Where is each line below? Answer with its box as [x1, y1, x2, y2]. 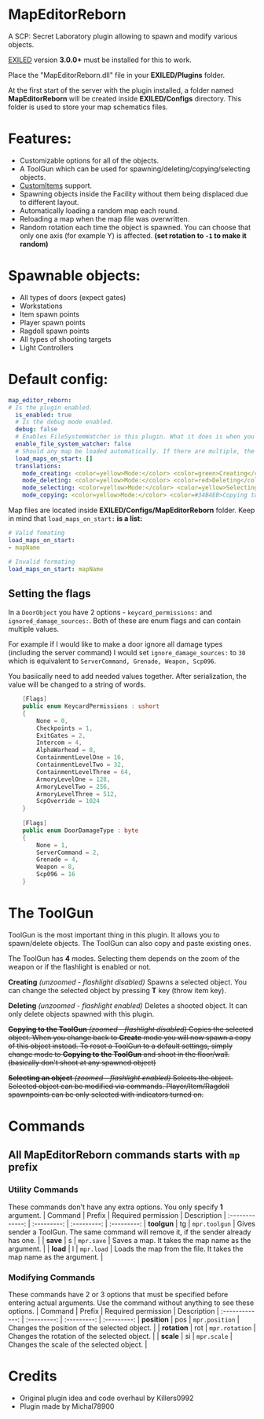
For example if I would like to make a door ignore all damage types [8, 640, 223, 649]
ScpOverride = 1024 [36, 797, 101, 805]
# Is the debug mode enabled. [15, 418, 114, 426]
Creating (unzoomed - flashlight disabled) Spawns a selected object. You [8, 977, 247, 987]
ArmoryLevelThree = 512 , [36, 790, 118, 798]
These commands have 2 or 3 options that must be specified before [8, 1290, 229, 1300]
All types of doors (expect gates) [19, 292, 126, 302]
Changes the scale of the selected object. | [8, 1340, 148, 1349]
